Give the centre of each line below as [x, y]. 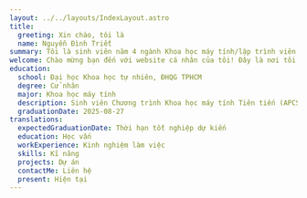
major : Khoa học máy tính [67, 94]
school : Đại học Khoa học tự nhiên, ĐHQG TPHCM [110, 78]
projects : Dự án [48, 162]
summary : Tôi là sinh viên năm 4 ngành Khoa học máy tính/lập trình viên [153, 52]
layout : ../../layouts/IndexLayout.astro [90, 18]
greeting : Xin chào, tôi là [71, 35]
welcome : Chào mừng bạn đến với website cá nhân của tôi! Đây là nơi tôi [153, 60]
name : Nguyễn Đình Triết [65, 43]
